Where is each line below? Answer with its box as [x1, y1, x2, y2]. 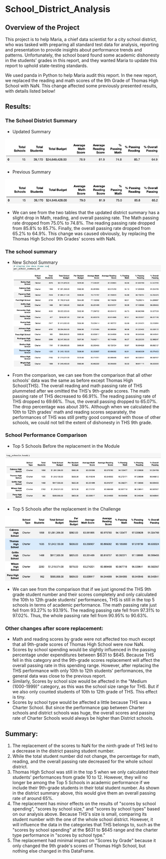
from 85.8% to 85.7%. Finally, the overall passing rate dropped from [12, 225, 151, 231]
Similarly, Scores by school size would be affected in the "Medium [12, 678, 147, 685]
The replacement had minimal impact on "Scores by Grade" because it [12, 837, 156, 843]
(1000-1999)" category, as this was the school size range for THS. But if [12, 684, 159, 689]
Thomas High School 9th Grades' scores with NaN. [12, 235, 117, 241]
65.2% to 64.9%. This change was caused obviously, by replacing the [12, 230, 155, 236]
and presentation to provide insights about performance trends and [5, 47, 142, 53]
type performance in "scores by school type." [12, 832, 105, 838]
